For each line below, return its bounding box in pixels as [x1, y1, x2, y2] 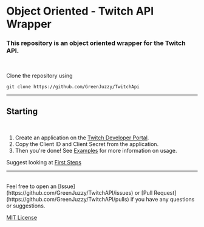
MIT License [6, 214, 38, 222]
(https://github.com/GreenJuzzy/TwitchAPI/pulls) [6, 196, 129, 203]
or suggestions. [6, 202, 46, 209]
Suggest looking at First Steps [6, 159, 82, 166]
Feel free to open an [6, 183, 57, 190]
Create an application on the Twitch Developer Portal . [15, 134, 149, 141]
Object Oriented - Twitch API [6, 4, 154, 18]
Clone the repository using [6, 72, 73, 80]
